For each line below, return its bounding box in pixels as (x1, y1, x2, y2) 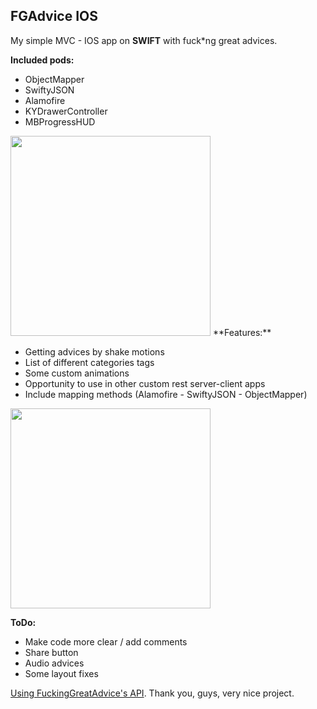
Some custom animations (24, 367, 130, 379)
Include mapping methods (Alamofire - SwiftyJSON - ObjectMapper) (24, 388, 308, 400)
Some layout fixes (24, 667, 99, 679)
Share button (24, 646, 79, 658)
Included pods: (10, 54, 75, 66)
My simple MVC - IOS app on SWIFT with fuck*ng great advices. (10, 34, 278, 46)
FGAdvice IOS (10, 8, 99, 25)
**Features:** (212, 326, 272, 338)
